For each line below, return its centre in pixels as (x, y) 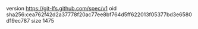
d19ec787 (18, 21)
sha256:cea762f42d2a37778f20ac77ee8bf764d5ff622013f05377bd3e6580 (99, 14)
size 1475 (43, 21)
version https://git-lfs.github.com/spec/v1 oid (62, 8)
